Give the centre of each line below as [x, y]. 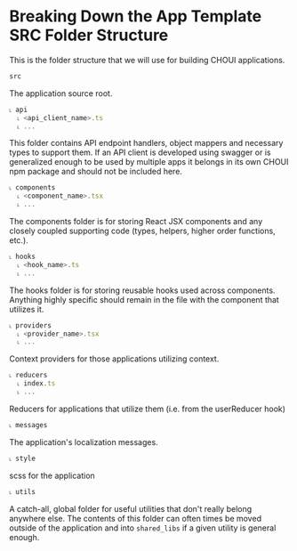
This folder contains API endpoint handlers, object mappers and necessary [146, 143]
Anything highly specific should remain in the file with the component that [144, 299]
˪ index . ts [36, 384]
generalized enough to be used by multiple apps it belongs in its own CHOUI [149, 162]
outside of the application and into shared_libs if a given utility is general [143, 528]
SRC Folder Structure [89, 35]
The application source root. [61, 93]
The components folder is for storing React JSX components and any [136, 222]
